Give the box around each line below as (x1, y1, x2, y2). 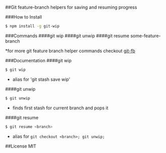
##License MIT (5, 143, 37, 149)
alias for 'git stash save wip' (12, 76, 70, 82)
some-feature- (130, 33, 161, 39)
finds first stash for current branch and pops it (12, 105, 109, 111)
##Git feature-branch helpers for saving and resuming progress (5, 5, 137, 10)
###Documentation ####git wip (5, 57, 72, 63)
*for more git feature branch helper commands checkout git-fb (5, 48, 136, 54)
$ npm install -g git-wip (5, 24, 59, 29)
